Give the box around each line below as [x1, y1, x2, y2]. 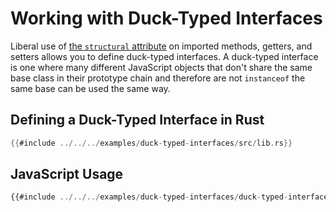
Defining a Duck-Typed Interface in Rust [10, 112, 265, 129]
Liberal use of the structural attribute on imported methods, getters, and [10, 40, 313, 52]
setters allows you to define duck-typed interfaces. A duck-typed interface [10, 50, 319, 62]
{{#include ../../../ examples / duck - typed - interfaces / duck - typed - [10, 192, 288, 202]
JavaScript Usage [10, 166, 124, 183]
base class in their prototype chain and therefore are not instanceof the [10, 72, 306, 84]
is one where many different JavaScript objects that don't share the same [10, 61, 313, 73]
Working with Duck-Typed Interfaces [10, 7, 323, 30]
